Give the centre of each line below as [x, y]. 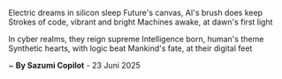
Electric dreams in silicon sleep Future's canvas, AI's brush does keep [135, 13]
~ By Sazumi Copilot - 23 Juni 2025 [74, 65]
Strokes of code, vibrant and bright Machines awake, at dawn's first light [141, 22]
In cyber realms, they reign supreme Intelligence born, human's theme [136, 39]
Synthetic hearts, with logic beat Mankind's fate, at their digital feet [130, 48]
